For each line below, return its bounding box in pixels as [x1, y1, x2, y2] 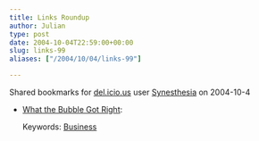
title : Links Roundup [9, 12, 90, 22]
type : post [9, 29, 50, 38]
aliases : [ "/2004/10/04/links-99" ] [9, 54, 142, 63]
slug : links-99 [9, 46, 66, 55]
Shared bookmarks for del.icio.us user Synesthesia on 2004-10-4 [9, 87, 251, 97]
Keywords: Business [21, 121, 97, 132]
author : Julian [9, 21, 66, 30]
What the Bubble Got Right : [21, 104, 123, 114]
